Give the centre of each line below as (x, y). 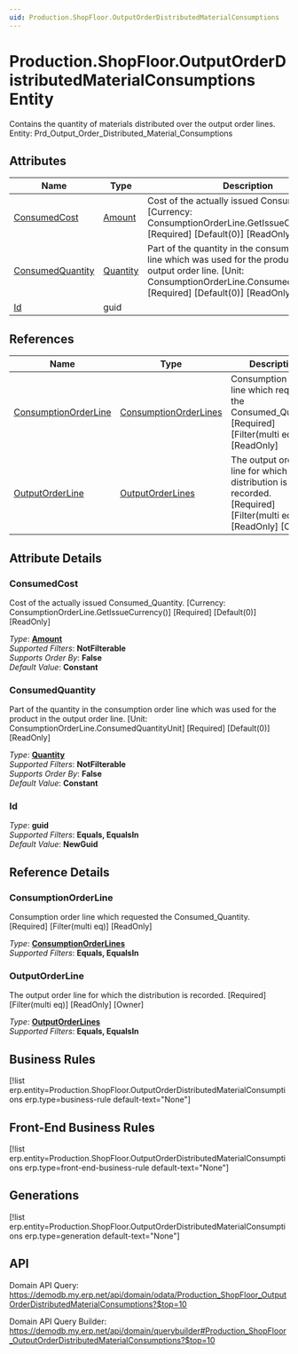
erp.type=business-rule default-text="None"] (107, 1100)
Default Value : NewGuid (54, 844)
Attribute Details (55, 558)
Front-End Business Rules (82, 1127)
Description (248, 186)
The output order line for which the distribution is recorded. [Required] (138, 995)
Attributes (38, 161)
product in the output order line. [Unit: (78, 719)
